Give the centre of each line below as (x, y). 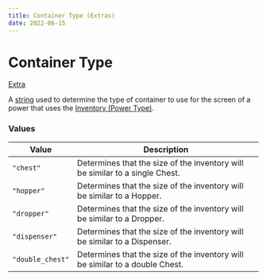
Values (22, 129)
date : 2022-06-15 (37, 23)
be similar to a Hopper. (119, 196)
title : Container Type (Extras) (62, 16)
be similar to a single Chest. (128, 173)
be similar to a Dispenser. (124, 241)
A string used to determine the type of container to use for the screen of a (130, 99)
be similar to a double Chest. (130, 264)
